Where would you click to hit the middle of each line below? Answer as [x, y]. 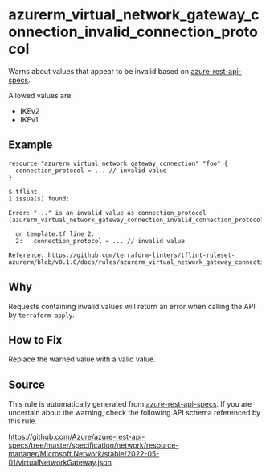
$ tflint [23, 192]
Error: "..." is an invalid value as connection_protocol [107, 213]
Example [31, 145]
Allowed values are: [41, 95]
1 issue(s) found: [39, 199]
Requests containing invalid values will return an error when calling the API [132, 306]
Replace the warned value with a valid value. [82, 359]
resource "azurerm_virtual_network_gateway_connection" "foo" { [118, 163]
